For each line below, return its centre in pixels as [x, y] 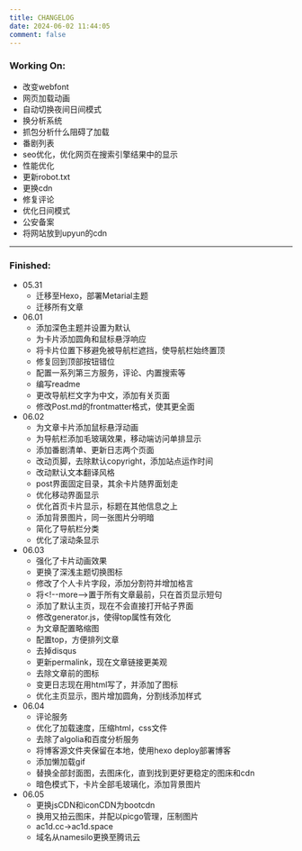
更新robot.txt [46, 177]
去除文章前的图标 [67, 673]
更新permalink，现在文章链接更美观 [102, 662]
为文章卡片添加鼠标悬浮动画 [87, 427]
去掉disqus [56, 650]
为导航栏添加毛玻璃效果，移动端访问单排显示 [119, 439]
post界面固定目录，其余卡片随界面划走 [107, 484]
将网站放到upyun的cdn [65, 233]
